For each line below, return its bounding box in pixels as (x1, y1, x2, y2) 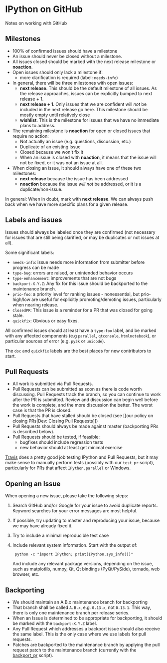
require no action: (12, 133, 49, 139)
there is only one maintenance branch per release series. (12, 610, 130, 615)
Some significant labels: (5, 249, 54, 255)
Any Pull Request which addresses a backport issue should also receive (12, 626, 161, 631)
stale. (12, 312, 24, 318)
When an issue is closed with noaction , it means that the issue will (19, 154, 157, 160)
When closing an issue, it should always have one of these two (12, 165, 142, 171)
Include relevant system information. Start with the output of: (12, 542, 138, 548)
